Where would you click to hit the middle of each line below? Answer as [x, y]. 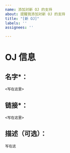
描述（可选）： [26, 134]
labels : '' [16, 23]
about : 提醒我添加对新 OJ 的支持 [35, 14]
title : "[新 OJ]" [22, 18]
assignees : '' [19, 28]
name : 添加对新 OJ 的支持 [29, 9]
